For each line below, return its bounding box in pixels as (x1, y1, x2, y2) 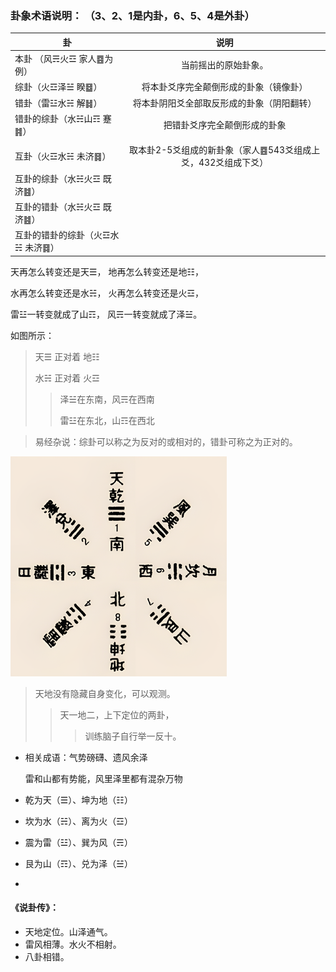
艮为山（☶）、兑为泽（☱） (24, 857, 133, 869)
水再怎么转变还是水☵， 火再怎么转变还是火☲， (10, 287, 205, 299)
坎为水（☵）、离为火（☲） (24, 815, 133, 827)
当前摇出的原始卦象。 (180, 59, 269, 71)
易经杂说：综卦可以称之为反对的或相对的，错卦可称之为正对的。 (34, 435, 298, 447)
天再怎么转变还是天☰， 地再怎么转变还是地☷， (10, 265, 205, 277)
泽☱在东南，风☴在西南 (59, 393, 155, 405)
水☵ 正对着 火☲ (34, 372, 100, 384)
